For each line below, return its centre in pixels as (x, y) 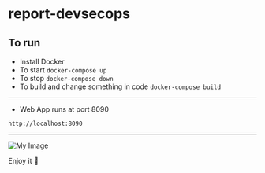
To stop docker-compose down (66, 78)
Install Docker (42, 61)
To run (24, 43)
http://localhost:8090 (45, 123)
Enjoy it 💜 (24, 161)
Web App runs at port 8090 (64, 109)
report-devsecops (69, 14)
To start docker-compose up (63, 70)
